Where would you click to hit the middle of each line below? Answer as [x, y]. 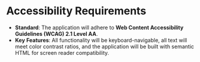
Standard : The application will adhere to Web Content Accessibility [99, 27]
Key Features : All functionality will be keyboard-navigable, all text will [101, 40]
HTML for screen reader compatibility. [62, 52]
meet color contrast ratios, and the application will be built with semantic [104, 46]
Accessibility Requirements [76, 11]
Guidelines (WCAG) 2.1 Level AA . [56, 33]
